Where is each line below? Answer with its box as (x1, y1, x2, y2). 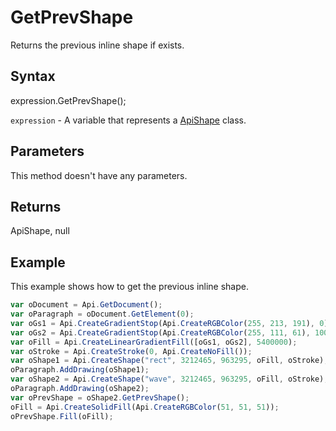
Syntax (10, 68, 56, 85)
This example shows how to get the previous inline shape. (10, 281, 249, 293)
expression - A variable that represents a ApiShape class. (10, 114, 247, 126)
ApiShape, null (10, 225, 70, 237)
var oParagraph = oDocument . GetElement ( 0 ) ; (10, 309, 195, 320)
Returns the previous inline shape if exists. (10, 39, 185, 51)
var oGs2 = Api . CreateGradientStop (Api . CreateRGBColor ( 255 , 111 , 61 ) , (10, 327, 311, 338)
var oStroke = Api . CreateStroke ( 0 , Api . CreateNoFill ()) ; (10, 346, 253, 356)
